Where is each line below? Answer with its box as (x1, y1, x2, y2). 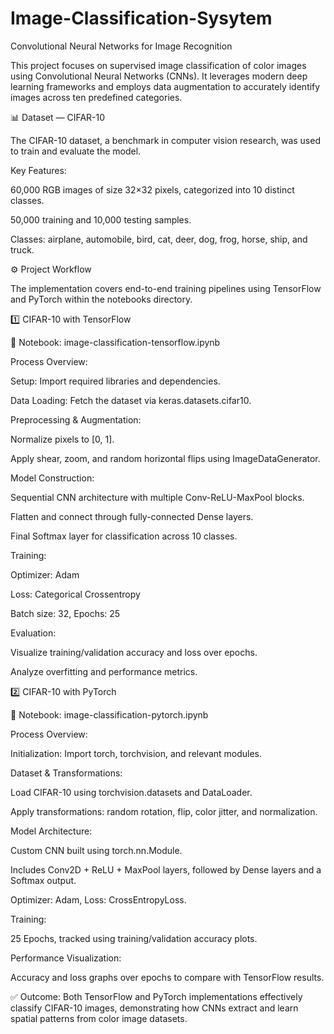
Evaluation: (10, 627, 57, 639)
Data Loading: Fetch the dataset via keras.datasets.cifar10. (10, 394, 252, 406)
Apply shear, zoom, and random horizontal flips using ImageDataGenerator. (10, 452, 321, 464)
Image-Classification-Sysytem (10, 7, 273, 30)
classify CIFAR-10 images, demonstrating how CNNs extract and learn (10, 1002, 299, 1014)
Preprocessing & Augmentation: (10, 413, 142, 426)
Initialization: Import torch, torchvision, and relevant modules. (10, 747, 263, 759)
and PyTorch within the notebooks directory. (10, 293, 193, 305)
